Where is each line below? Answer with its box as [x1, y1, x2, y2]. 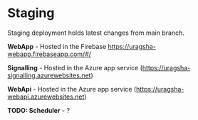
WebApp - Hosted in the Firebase [7, 42, 107, 50]
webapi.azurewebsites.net [7, 92, 85, 101]
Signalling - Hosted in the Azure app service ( [7, 63, 143, 72]
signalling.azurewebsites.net [7, 71, 91, 80]
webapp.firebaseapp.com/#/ [7, 50, 91, 58]
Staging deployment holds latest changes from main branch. [7, 28, 185, 37]
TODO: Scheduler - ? [7, 106, 70, 114]
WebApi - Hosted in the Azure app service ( [7, 84, 137, 93]
